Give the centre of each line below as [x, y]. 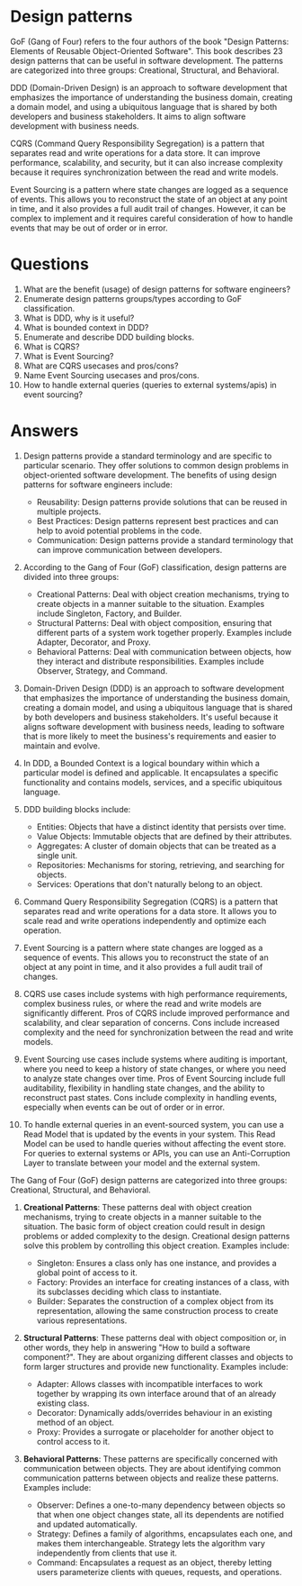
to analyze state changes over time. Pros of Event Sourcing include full [154, 1078]
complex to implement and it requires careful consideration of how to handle [151, 218]
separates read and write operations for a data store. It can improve [135, 153]
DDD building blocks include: [77, 809]
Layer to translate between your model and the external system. [142, 1163]
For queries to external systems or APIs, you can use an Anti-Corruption [157, 1153]
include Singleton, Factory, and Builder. [109, 613]
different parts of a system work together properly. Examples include [164, 632]
